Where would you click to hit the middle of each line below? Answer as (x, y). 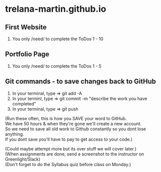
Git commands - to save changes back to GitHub (80, 82)
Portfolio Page (27, 54)
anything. (15, 134)
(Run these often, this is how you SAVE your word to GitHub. (66, 118)
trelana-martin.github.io (56, 9)
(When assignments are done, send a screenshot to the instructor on (75, 154)
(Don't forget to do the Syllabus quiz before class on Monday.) (68, 164)
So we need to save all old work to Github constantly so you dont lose (76, 129)
